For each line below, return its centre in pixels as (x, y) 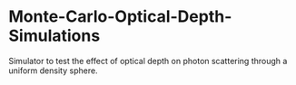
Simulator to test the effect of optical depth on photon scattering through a (148, 61)
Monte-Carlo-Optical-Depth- (120, 17)
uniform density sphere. (53, 71)
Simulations (54, 36)
